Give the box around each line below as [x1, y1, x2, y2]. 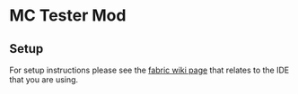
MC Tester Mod [9, 5, 127, 26]
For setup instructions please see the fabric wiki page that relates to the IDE [9, 64, 290, 75]
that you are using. [9, 74, 79, 85]
